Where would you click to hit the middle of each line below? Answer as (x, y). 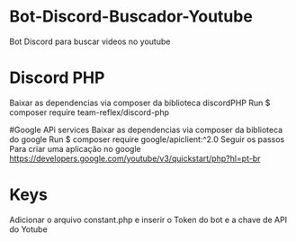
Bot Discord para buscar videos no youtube (90, 41)
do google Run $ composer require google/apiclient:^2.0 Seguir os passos (147, 139)
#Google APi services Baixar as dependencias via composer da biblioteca (146, 130)
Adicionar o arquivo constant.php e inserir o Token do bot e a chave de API (148, 220)
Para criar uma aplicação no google (75, 148)
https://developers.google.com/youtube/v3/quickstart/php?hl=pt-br (135, 158)
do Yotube (28, 229)
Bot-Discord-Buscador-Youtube (131, 17)
